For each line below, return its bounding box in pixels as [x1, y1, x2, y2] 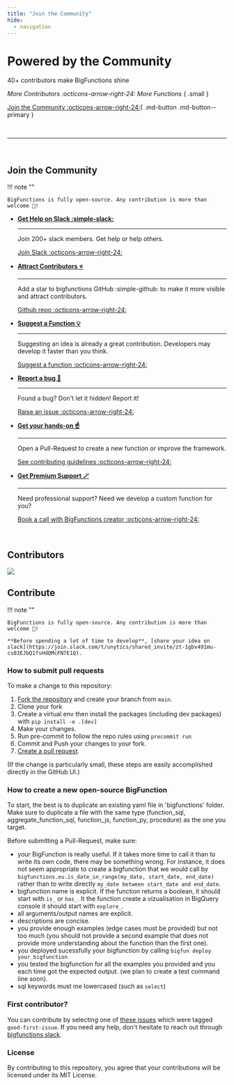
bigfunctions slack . [7, 1030, 62, 1038]
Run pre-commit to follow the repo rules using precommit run [17, 732, 192, 741]
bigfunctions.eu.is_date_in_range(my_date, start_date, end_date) [17, 874, 214, 881]
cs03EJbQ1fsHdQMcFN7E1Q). [7, 649, 82, 656]
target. [7, 823, 26, 831]
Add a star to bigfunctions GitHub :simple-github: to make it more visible [17, 285, 225, 293]
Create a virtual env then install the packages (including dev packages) [17, 710, 221, 718]
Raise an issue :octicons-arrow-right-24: [17, 408, 134, 416]
